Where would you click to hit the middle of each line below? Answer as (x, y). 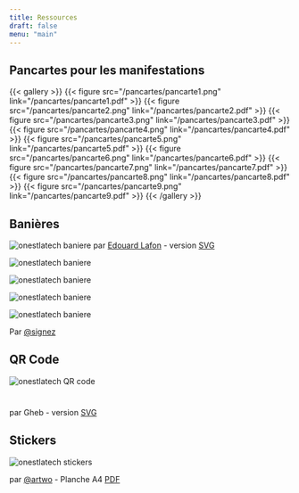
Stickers (33, 441)
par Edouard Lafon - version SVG (154, 245)
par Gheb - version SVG (53, 412)
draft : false (33, 26)
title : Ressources (43, 17)
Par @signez (33, 332)
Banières (34, 224)
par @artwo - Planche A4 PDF (65, 479)
